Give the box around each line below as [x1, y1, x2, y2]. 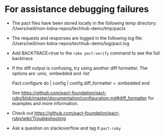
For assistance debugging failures [4, 3, 149, 15]
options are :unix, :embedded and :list [11, 70, 90, 76]
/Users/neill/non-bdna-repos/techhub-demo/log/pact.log [11, 40, 130, 46]
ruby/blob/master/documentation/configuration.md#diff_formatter [11, 95, 148, 101]
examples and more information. [11, 100, 79, 106]
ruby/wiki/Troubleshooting [11, 115, 66, 121]
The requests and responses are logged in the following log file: [11, 35, 143, 41]
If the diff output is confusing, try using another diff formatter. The [11, 65, 148, 71]
